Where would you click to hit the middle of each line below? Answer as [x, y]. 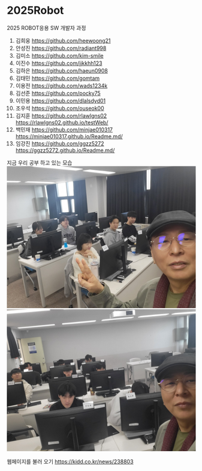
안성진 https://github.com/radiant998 [61, 48]
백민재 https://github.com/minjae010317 [64, 129]
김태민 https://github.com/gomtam [58, 78]
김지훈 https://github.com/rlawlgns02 [61, 115]
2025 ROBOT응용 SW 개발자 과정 [46, 28]
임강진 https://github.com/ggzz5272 [60, 143]
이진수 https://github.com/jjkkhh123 [59, 63]
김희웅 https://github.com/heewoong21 [63, 40]
